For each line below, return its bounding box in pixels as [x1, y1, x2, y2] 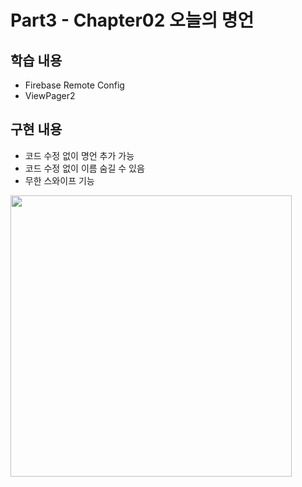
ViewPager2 [24, 90, 76, 101]
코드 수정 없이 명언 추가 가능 [24, 149, 135, 161]
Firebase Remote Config [24, 79, 125, 91]
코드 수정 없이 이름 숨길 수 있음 [24, 162, 145, 174]
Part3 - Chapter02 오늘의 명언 [10, 9, 255, 32]
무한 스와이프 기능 [24, 174, 95, 186]
